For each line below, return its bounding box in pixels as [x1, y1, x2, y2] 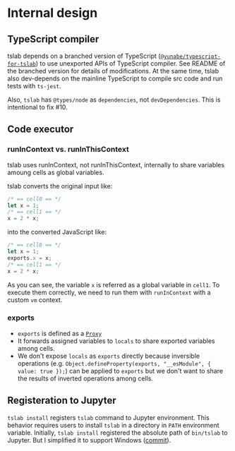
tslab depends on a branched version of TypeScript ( [7, 52, 161, 60]
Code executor [7, 124, 74, 136]
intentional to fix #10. [7, 103, 68, 111]
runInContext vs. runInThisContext [7, 145, 129, 155]
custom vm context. [7, 295, 63, 304]
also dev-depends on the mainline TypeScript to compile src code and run [7, 74, 223, 83]
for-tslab [7, 61, 37, 68]
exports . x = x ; [7, 254, 52, 262]
